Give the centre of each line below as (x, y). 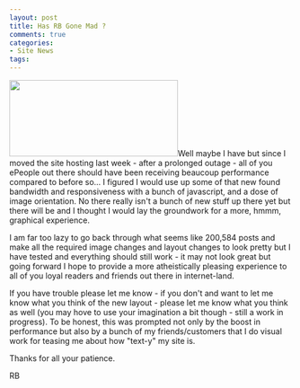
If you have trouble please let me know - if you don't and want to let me (141, 293)
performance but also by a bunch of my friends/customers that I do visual (146, 331)
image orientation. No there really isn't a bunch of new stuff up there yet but (150, 201)
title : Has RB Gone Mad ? (57, 26)
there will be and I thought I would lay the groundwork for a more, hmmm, (145, 211)
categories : (31, 43)
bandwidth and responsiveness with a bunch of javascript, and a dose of (144, 191)
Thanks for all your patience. (62, 358)
